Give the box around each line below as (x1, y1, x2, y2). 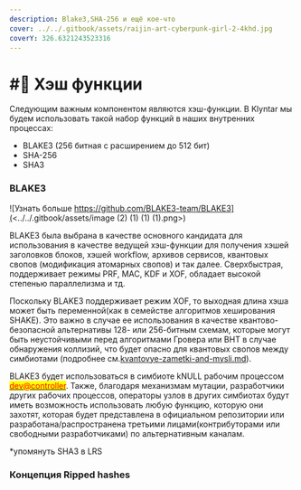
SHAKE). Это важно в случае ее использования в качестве (9, 315, 238, 325)
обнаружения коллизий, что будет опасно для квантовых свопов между (9, 344, 289, 354)
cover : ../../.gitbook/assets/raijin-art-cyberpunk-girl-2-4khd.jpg (9, 24, 273, 33)
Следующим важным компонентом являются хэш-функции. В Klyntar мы (9, 104, 292, 115)
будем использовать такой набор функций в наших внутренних (9, 113, 255, 124)
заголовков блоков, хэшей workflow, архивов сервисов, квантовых (9, 249, 268, 259)
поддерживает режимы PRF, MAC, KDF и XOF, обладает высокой (9, 268, 261, 279)
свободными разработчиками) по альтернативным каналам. (9, 428, 245, 438)
